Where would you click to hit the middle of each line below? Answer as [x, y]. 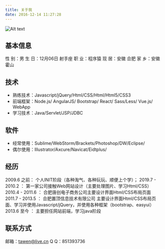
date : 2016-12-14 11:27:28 [33, 14]
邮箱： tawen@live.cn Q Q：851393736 [45, 241]
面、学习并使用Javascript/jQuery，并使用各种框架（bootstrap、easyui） [80, 204]
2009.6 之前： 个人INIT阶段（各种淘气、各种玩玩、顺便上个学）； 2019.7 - [81, 179]
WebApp [21, 107]
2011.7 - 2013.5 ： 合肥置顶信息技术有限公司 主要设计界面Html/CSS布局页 [81, 198]
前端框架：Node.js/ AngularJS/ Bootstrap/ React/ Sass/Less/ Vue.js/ [82, 101]
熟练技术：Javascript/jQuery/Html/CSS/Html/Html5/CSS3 [71, 95]
